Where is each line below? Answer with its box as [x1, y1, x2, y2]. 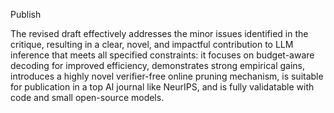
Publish [10, 9, 42, 20]
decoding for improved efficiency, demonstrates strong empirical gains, [10, 60, 305, 71]
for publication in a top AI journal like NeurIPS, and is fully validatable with [10, 81, 315, 93]
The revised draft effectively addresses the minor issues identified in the [10, 28, 309, 39]
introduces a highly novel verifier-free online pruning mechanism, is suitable [10, 70, 324, 82]
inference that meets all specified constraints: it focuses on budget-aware [10, 49, 315, 61]
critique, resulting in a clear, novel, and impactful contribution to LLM [10, 39, 294, 50]
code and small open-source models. [10, 92, 165, 103]
